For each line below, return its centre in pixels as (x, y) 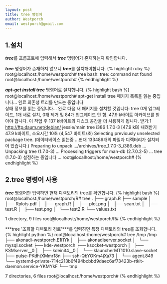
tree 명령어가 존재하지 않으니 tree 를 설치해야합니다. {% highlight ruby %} (78, 69)
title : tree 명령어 (24, 14)
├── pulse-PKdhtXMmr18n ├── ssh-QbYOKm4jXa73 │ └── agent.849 (79, 256)
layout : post (19, 10)
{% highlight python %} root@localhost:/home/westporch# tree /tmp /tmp (81, 234)
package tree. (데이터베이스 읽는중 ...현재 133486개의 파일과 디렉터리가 (76, 140)
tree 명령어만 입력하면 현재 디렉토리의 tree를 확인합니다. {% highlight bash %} (83, 193)
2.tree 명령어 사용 (31, 180)
